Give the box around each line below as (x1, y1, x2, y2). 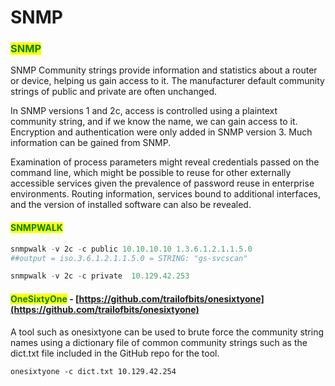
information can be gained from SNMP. (10, 137, 172, 149)
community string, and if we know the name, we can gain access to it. (10, 116, 298, 128)
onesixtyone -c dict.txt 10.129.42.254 (10, 366, 177, 376)
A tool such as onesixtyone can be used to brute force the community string (10, 326, 325, 338)
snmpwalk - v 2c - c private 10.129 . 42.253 (10, 271, 190, 281)
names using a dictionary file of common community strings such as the (10, 336, 308, 348)
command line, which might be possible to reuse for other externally (10, 167, 292, 179)
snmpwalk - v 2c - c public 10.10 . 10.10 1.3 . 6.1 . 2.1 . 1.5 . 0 (10, 244, 253, 254)
